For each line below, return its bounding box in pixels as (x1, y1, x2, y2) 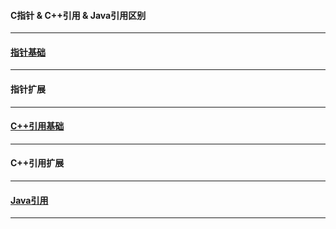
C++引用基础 (10, 120, 65, 132)
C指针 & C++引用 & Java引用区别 (10, 9, 147, 21)
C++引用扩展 (10, 157, 65, 169)
